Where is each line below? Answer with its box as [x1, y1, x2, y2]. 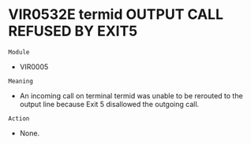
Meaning [8, 77, 34, 85]
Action [8, 114, 30, 123]
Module [8, 48, 30, 56]
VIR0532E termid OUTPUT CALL [8, 6, 223, 24]
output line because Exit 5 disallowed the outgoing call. [19, 99, 200, 109]
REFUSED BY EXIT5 [8, 22, 138, 40]
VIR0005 [19, 61, 49, 72]
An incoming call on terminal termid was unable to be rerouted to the [19, 90, 243, 100]
